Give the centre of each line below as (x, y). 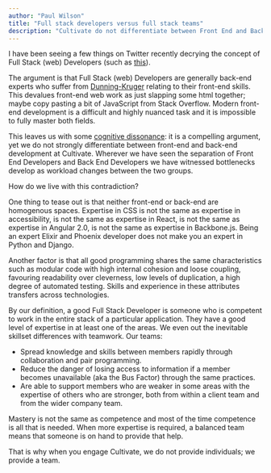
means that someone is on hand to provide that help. (96, 436)
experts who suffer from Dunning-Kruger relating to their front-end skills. (130, 86)
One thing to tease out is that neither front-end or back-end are (114, 202)
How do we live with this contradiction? (73, 186)
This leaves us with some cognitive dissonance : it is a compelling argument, (134, 136)
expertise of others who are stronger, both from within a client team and (140, 395)
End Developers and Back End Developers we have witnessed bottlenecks (132, 162)
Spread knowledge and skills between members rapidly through (126, 352)
